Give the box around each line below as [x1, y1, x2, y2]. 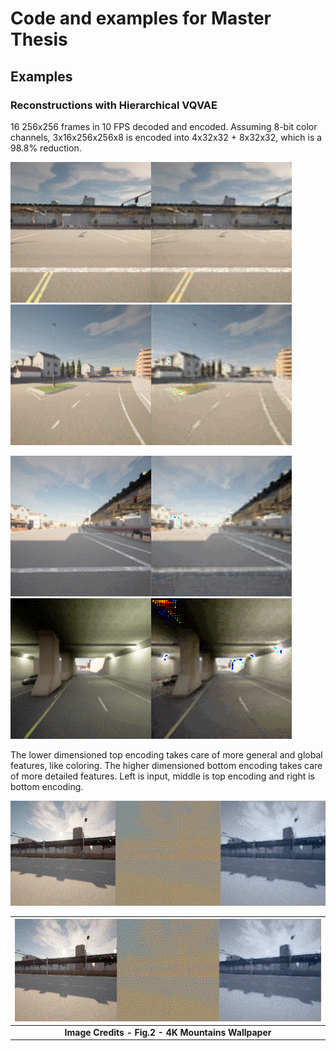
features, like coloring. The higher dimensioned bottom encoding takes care [10, 759, 323, 771]
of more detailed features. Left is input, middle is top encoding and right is [10, 770, 315, 782]
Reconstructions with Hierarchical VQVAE [10, 98, 218, 112]
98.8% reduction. [10, 142, 82, 154]
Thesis [10, 28, 68, 51]
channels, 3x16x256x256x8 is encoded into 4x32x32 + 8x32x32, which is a [10, 131, 323, 143]
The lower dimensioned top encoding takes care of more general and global [10, 748, 323, 761]
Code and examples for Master [10, 7, 272, 30]
